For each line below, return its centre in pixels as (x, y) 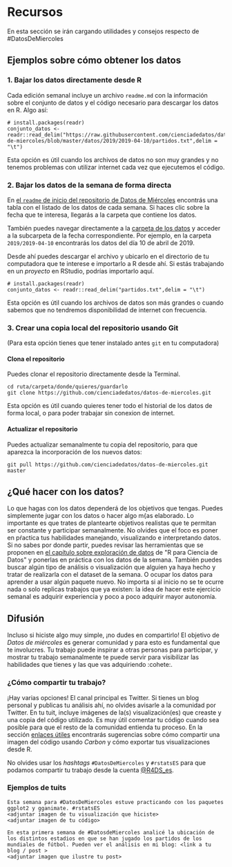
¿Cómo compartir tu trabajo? (57, 683)
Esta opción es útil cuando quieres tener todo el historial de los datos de (110, 406)
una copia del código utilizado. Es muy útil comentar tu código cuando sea (113, 719)
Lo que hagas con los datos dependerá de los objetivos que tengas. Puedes (115, 508)
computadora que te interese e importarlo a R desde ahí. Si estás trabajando (116, 263)
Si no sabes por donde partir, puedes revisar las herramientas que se (105, 545)
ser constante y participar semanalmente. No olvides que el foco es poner (113, 530)
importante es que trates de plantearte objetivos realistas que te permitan (112, 523)
